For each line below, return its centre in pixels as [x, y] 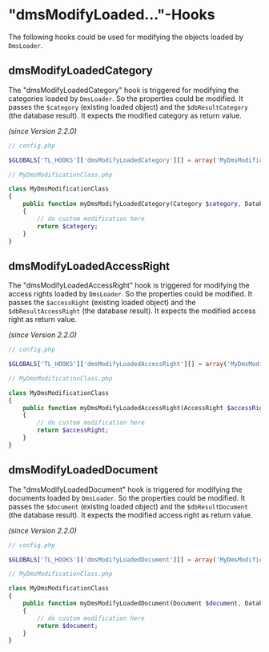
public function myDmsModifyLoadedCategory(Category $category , [132, 204]
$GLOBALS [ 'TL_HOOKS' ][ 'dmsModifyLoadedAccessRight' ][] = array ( [118, 364]
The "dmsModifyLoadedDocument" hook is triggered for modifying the [125, 489]
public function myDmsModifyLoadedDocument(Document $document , [132, 603]
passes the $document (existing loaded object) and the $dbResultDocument [128, 506]
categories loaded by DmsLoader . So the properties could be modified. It [126, 99]
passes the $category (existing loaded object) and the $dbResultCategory [128, 107]
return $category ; [68, 226]
